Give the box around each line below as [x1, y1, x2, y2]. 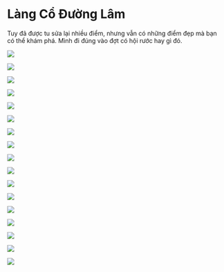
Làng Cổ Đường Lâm [7, 6, 126, 22]
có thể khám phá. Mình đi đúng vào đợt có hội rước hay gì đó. [7, 36, 183, 44]
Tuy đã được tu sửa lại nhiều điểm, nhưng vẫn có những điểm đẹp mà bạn [7, 29, 218, 37]
